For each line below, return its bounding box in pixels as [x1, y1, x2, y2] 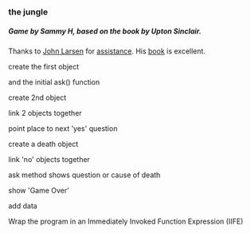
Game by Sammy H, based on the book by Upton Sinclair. [8, 26, 202, 36]
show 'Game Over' [8, 185, 70, 195]
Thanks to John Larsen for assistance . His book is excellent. [8, 46, 206, 56]
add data [8, 200, 37, 210]
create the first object [8, 61, 80, 71]
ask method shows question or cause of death [8, 170, 161, 180]
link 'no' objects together [8, 154, 90, 164]
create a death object [8, 139, 79, 149]
